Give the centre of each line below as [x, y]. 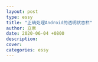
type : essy [19, 17]
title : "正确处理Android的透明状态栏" [49, 22]
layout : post [22, 12]
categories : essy [27, 50]
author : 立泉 [21, 28]
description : [22, 39]
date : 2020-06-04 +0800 [35, 34]
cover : [14, 45]
